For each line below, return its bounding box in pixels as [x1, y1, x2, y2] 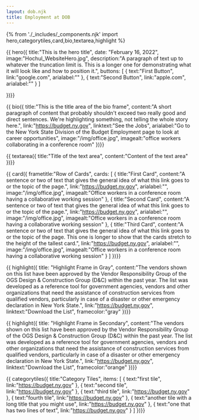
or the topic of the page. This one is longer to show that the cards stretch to [6, 233, 192, 241]
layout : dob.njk [6, 8, 46, 15]
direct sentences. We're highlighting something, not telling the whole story [6, 115, 188, 122]
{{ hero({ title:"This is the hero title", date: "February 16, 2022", [6, 48, 159, 55]
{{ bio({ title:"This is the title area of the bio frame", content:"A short [6, 103, 172, 110]
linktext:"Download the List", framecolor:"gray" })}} [6, 308, 131, 315]
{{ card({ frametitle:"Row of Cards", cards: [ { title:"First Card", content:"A [6, 170, 185, 177]
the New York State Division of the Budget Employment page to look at [6, 128, 179, 135]
